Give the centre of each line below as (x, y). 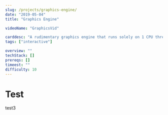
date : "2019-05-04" (25, 14)
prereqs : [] (17, 60)
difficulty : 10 (21, 69)
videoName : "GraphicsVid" (32, 28)
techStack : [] (20, 55)
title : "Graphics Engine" (32, 19)
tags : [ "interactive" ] (29, 42)
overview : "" (19, 51)
